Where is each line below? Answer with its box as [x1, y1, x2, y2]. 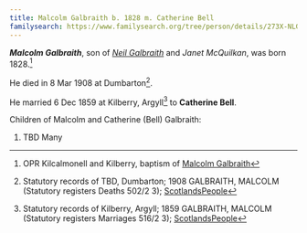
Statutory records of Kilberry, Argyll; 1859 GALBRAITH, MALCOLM [22, 203, 272, 215]
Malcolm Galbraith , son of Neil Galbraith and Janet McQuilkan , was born [9, 47, 287, 58]
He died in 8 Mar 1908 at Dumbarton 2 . [9, 76, 153, 88]
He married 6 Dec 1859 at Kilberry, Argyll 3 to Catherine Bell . [9, 95, 238, 108]
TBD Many [22, 132, 63, 143]
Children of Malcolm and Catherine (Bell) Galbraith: [9, 114, 202, 125]
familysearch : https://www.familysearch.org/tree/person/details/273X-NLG [9, 22, 301, 31]
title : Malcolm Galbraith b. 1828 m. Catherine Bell [9, 13, 215, 23]
